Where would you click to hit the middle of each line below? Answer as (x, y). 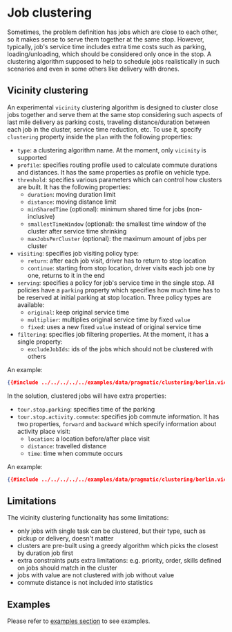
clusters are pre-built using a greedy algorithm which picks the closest (118, 546)
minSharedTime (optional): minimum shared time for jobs (106, 209)
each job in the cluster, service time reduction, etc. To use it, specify (104, 129)
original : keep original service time (78, 312)
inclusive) (41, 216)
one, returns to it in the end (66, 275)
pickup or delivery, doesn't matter (65, 538)
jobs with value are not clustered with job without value (96, 575)
